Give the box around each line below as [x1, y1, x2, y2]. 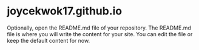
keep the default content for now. [7, 37, 90, 44]
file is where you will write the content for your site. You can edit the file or [7, 30, 193, 37]
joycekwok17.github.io [7, 4, 123, 18]
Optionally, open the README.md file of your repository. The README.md [7, 24, 192, 31]
